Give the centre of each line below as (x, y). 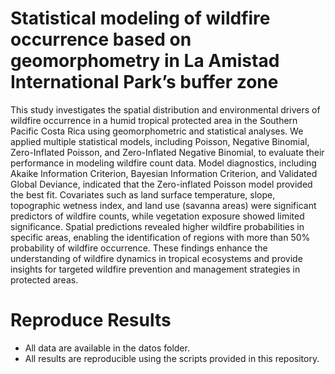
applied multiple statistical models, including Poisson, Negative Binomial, (160, 141)
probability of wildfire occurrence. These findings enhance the (139, 248)
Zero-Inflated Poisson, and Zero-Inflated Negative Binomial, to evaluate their (167, 152)
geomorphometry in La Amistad (145, 61)
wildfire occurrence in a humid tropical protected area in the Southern (154, 120)
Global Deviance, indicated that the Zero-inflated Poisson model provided (161, 184)
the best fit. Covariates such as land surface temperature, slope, (143, 194)
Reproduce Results (91, 320)
